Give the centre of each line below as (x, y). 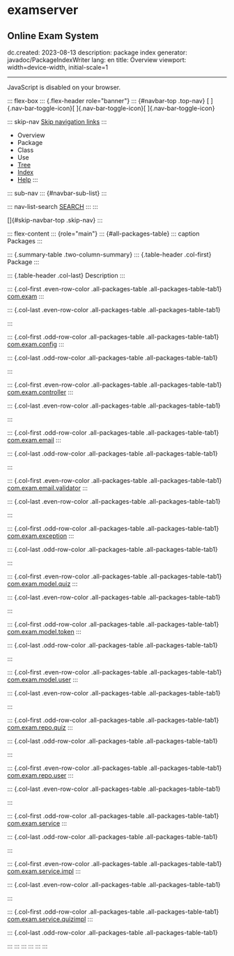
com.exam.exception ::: (41, 536)
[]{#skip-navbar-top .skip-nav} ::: (55, 220)
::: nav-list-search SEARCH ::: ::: (53, 207)
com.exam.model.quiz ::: (42, 584)
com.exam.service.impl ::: (44, 871)
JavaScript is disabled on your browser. (64, 87)
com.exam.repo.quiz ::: (40, 727)
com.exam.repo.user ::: (40, 775)
